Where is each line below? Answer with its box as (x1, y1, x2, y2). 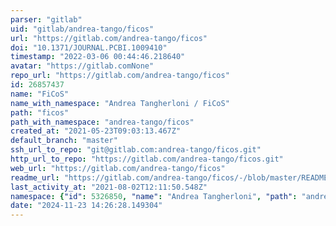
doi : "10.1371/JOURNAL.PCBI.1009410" (10, 42, 168, 53)
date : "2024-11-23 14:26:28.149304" (10, 201, 163, 211)
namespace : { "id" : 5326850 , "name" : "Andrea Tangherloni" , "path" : (10, 191, 298, 201)
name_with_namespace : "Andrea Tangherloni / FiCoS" (10, 98, 230, 108)
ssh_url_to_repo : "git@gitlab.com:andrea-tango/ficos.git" (10, 145, 262, 155)
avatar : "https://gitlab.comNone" (10, 61, 155, 71)
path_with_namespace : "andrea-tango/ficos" (10, 117, 195, 127)
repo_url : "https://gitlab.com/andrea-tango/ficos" (10, 71, 230, 81)
